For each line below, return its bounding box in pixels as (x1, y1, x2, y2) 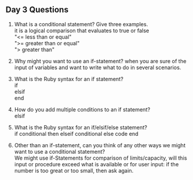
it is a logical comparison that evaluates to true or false (14, 27, 149, 34)
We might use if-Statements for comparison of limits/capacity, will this (14, 154, 188, 162)
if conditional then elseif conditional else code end (14, 130, 139, 137)
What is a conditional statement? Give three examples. (14, 20, 148, 27)
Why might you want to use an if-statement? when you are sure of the (14, 57, 186, 64)
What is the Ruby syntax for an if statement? (14, 75, 124, 82)
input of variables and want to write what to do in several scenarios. (14, 64, 182, 71)
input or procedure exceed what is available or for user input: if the (14, 160, 179, 167)
